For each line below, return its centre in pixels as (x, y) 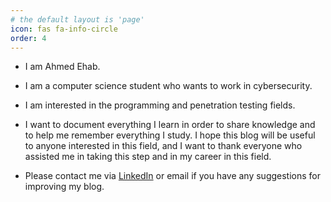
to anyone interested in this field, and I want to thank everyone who (163, 146)
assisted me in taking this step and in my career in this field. (148, 157)
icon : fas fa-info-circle (64, 29)
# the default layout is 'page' (77, 19)
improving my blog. (64, 187)
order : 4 (28, 38)
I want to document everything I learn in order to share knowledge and (170, 125)
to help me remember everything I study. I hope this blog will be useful (170, 135)
